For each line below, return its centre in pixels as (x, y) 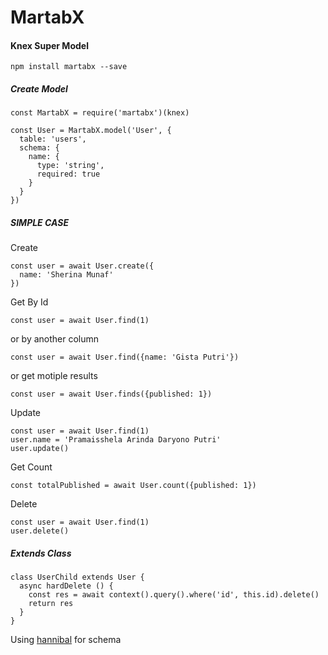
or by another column (55, 339)
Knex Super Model (49, 45)
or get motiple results (54, 376)
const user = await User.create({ (82, 266)
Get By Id (29, 302)
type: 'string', (70, 166)
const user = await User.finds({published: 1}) (111, 394)
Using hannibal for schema (66, 640)
